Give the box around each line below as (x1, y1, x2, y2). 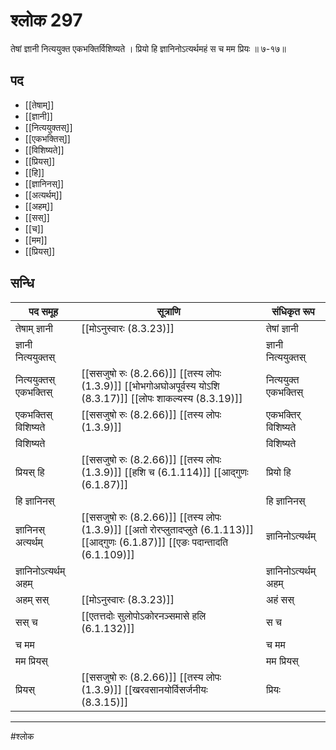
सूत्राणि (156, 304, 181, 318)
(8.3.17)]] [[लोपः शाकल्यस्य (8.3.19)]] (81, 391, 243, 405)
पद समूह (28, 304, 58, 318)
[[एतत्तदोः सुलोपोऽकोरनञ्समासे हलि (81, 609, 207, 623)
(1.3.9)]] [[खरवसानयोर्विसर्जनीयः (81, 682, 208, 696)
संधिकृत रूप (271, 304, 315, 318)
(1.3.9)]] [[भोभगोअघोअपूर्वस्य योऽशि (81, 379, 220, 393)
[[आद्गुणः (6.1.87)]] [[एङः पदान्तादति (81, 535, 229, 549)
